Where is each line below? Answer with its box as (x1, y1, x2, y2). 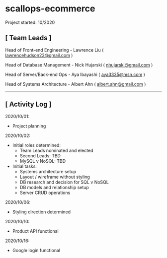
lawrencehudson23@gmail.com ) (5, 52, 73, 58)
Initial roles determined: (12, 142, 61, 148)
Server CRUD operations (19, 190, 71, 195)
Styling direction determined (12, 209, 71, 215)
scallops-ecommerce (5, 3, 95, 14)
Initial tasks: (12, 163, 37, 169)
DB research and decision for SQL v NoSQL (19, 179, 109, 185)
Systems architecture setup (19, 168, 77, 174)
